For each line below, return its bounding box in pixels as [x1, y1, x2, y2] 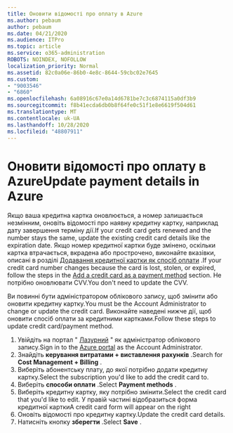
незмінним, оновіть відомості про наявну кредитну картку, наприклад [7, 219, 219, 227]
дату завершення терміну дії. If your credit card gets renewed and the [7, 226, 212, 235]
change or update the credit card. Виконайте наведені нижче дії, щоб [7, 307, 212, 316]
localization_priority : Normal [7, 63, 99, 70]
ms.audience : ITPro [7, 37, 65, 44]
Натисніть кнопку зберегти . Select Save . [17, 418, 142, 426]
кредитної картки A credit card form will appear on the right [17, 403, 191, 411]
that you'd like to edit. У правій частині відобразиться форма [17, 395, 198, 404]
